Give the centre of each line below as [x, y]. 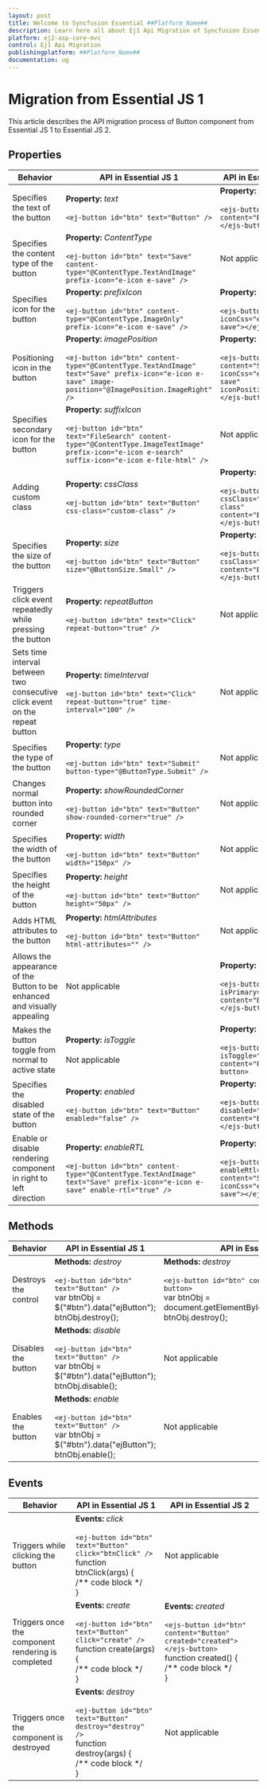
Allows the [32, 956]
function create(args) [115, 1649]
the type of [33, 757]
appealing [31, 1016]
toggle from [34, 1049]
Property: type [93, 745]
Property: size [92, 543]
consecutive [35, 691]
